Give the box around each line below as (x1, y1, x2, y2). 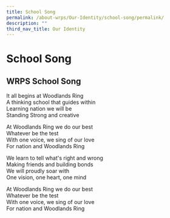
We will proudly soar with (6, 168, 70, 175)
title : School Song (6, 9, 56, 15)
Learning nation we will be (6, 105, 72, 112)
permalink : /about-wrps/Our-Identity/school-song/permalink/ (6, 15, 165, 21)
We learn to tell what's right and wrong (6, 154, 103, 162)
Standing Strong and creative (6, 112, 80, 119)
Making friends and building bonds (6, 161, 93, 168)
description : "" (6, 20, 47, 26)
